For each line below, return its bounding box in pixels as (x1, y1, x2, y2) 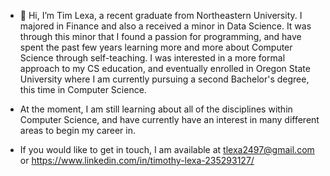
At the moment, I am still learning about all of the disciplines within (19, 103, 293, 115)
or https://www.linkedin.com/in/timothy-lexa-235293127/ (19, 155, 255, 166)
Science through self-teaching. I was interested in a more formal (19, 52, 286, 64)
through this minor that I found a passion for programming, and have (19, 31, 302, 42)
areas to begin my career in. (19, 125, 137, 136)
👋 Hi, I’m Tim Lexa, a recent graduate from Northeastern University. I (19, 10, 303, 21)
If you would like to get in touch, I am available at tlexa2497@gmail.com (19, 144, 315, 155)
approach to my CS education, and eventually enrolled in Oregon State (19, 63, 311, 74)
